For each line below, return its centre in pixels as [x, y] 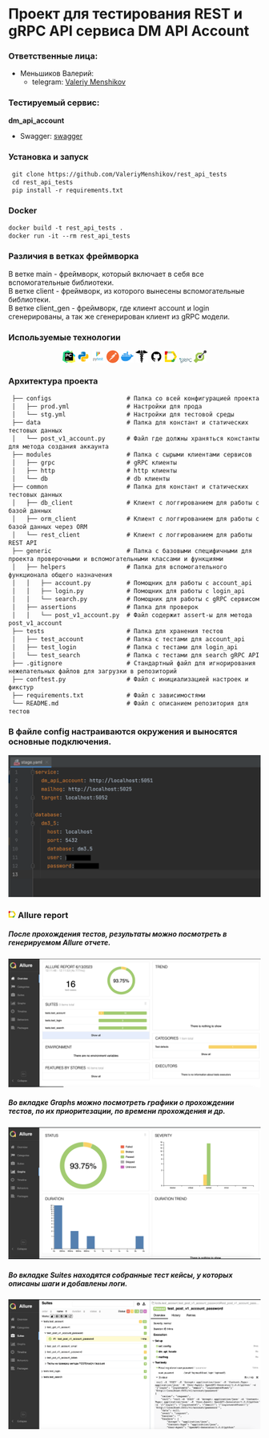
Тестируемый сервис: [54, 103]
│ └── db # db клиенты [91, 479]
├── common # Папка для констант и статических [130, 487]
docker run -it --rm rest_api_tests [69, 236]
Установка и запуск [48, 156]
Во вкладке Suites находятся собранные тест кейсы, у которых [121, 1275]
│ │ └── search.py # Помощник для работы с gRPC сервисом [136, 599]
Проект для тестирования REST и [125, 14]
